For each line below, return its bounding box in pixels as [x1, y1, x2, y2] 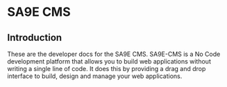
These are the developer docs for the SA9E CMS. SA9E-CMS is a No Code [7, 50, 221, 58]
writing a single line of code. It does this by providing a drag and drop [7, 65, 206, 72]
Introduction [7, 32, 62, 43]
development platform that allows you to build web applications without [7, 57, 212, 66]
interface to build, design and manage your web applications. [7, 72, 183, 80]
